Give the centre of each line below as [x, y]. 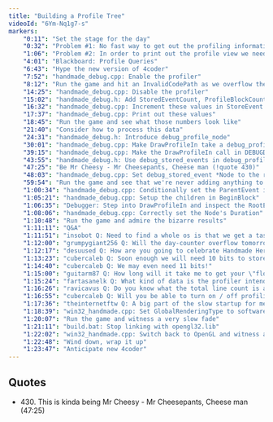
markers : [23, 31]
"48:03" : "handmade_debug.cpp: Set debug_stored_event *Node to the [141, 175]
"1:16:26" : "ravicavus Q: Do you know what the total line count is [141, 289]
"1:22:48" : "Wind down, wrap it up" [85, 342]
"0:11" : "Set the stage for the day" [87, 39]
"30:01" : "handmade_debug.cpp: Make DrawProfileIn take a [123, 145]
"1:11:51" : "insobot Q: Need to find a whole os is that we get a [138, 236]
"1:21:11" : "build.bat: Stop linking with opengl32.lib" [121, 327]
